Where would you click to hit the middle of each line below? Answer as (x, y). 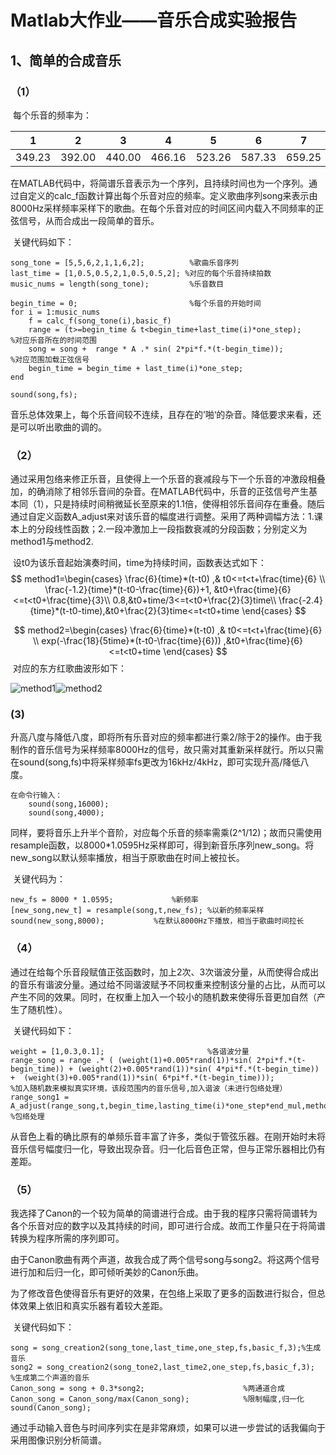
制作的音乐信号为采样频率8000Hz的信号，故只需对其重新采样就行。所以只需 (167, 750)
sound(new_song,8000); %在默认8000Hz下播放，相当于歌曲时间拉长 (157, 921)
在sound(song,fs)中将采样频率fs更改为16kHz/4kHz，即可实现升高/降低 (155, 762)
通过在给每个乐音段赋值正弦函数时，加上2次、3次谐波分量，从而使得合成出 (165, 972)
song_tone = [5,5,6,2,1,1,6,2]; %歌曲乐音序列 (124, 262)
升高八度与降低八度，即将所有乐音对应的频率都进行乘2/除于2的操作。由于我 (166, 737)
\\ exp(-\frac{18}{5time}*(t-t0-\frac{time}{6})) (127, 641)
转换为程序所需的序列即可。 (67, 1238)
